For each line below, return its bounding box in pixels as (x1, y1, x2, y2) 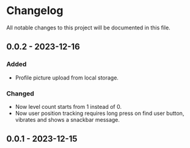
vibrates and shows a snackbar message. (15, 116, 120, 123)
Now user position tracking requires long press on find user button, (15, 109, 185, 117)
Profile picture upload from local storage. (15, 74, 119, 81)
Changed (6, 89, 35, 98)
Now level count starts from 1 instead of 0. (15, 103, 122, 110)
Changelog (6, 4, 64, 18)
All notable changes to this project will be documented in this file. (6, 24, 171, 31)
